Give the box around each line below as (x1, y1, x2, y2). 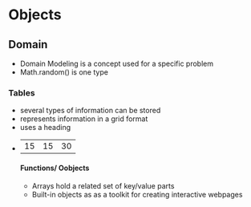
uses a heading (19, 123, 71, 132)
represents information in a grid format (19, 114, 148, 124)
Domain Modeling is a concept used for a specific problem (19, 59, 214, 68)
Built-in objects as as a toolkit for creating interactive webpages (31, 189, 243, 199)
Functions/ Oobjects (19, 163, 90, 172)
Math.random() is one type (19, 67, 108, 77)
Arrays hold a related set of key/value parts (31, 181, 175, 190)
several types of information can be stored (19, 106, 161, 116)
